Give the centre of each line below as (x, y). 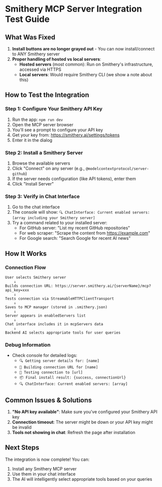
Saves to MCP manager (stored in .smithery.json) (56, 307)
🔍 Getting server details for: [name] (59, 361)
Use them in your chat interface (44, 474)
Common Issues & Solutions (48, 400)
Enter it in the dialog (32, 140)
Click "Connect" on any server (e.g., (48, 168)
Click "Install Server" (33, 184)
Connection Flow (26, 267)
